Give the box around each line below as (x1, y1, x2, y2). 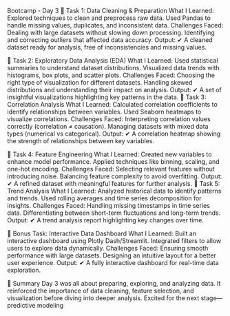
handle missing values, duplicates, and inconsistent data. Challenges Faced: (7, 21, 224, 29)
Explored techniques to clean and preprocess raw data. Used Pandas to (7, 14, 211, 22)
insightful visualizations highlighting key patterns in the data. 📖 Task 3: (7, 93, 207, 101)
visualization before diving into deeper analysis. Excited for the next (7, 294, 200, 302)
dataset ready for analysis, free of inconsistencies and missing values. (7, 43, 207, 51)
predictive (7, 302, 36, 309)
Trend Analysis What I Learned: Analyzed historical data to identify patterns (7, 187, 222, 195)
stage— (200, 294, 223, 302)
